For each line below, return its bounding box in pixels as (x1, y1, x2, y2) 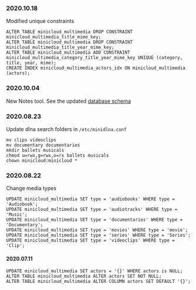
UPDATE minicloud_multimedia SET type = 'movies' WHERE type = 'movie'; (6, 227, 188, 233)
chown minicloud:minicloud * (6, 158, 78, 164)
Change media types (6, 185, 57, 192)
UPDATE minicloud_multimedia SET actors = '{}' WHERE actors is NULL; (6, 268, 183, 274)
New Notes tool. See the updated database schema (6, 97, 131, 105)
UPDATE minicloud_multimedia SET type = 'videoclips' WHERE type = (6, 237, 175, 243)
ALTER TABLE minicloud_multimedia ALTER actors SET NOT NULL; (6, 273, 162, 279)
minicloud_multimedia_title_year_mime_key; (6, 44, 115, 51)
